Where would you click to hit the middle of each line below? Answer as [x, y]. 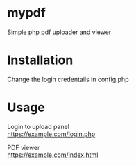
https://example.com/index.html [53, 155]
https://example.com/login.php [51, 134]
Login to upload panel [38, 126]
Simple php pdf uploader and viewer [59, 32]
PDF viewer [24, 147]
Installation [40, 60]
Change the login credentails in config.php [68, 79]
